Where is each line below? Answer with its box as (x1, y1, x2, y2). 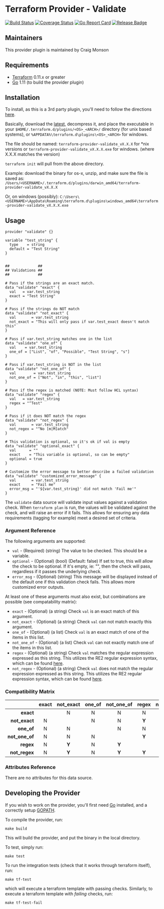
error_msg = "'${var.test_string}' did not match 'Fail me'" (9, 486, 137, 492)
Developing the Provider (5, 789, 81, 797)
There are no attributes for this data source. (5, 775, 93, 781)
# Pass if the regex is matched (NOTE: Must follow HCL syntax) (5, 388, 139, 393)
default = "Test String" (9, 246, 60, 252)
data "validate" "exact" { (5, 285, 60, 290)
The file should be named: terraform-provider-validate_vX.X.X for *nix (5, 141, 149, 147)
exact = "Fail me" (9, 482, 56, 487)
